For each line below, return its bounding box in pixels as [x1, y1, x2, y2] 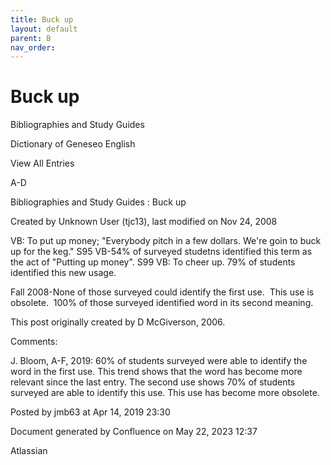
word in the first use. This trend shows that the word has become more [10, 366, 303, 378]
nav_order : [10, 42, 56, 53]
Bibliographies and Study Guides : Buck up [10, 196, 187, 208]
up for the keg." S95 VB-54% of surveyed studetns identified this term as [10, 246, 313, 258]
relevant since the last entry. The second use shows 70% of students [10, 376, 296, 388]
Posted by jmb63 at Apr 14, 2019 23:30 [10, 406, 171, 418]
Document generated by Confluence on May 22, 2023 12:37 [10, 426, 258, 438]
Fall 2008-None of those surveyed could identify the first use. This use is [10, 286, 315, 298]
